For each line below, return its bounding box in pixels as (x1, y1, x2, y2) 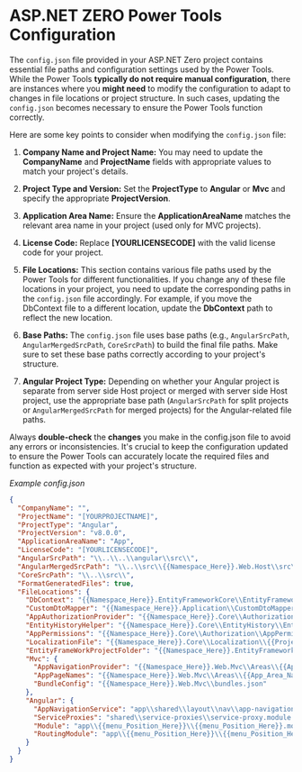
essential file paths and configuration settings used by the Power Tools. (9, 64, 274, 75)
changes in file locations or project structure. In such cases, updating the (9, 92, 280, 104)
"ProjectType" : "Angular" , (17, 520, 119, 530)
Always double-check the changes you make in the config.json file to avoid (9, 431, 291, 442)
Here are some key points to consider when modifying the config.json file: (9, 129, 287, 140)
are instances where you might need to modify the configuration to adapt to (9, 83, 291, 94)
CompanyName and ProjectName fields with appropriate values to (22, 156, 272, 167)
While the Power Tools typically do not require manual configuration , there (9, 73, 291, 84)
